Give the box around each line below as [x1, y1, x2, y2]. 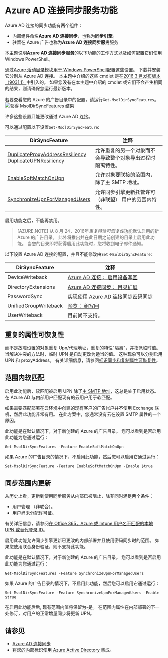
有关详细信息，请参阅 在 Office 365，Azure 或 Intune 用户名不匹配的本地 [5, 521, 153, 527]
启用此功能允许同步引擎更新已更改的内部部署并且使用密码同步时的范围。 [5, 537, 154, 543]
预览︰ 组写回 [67, 302, 99, 309]
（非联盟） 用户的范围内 [95, 196, 152, 203]
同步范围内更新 [5, 479, 51, 487]
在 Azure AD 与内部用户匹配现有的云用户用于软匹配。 [5, 394, 115, 400]
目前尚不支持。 [67, 312, 103, 319]
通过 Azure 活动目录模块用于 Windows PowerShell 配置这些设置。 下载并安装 [5, 66, 161, 73]
